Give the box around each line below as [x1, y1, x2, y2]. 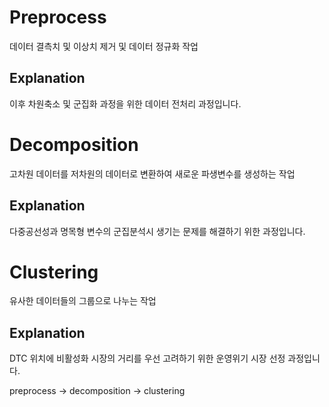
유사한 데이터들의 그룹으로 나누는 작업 [9, 295, 157, 307]
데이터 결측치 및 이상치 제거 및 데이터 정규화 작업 [9, 40, 199, 52]
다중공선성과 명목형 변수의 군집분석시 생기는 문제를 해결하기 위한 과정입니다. [9, 225, 306, 237]
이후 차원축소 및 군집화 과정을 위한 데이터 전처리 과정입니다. [9, 97, 242, 110]
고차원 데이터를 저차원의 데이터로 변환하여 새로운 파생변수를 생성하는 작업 [9, 167, 296, 180]
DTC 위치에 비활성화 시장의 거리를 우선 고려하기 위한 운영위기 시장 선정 [9, 352, 286, 365]
